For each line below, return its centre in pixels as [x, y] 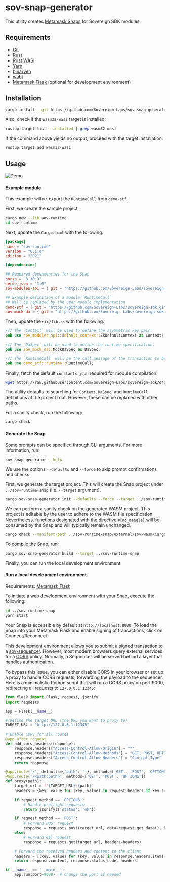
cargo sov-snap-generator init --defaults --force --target [70, 499]
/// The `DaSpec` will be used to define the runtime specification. [80, 345]
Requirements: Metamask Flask [38, 586]
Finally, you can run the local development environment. [64, 563]
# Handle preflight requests [54, 805]
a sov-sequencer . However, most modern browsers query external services [84, 651]
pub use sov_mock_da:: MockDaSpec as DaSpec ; [53, 349]
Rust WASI [24, 60]
